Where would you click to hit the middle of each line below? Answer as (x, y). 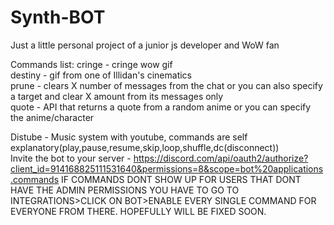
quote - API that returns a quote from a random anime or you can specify (161, 107)
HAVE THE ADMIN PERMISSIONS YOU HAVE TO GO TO (125, 190)
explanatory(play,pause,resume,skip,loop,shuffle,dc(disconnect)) (145, 147)
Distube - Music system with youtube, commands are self (129, 137)
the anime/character (52, 117)
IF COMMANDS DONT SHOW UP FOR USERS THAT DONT (181, 179)
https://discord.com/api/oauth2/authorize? (221, 158)
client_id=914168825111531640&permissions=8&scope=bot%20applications (167, 168)
